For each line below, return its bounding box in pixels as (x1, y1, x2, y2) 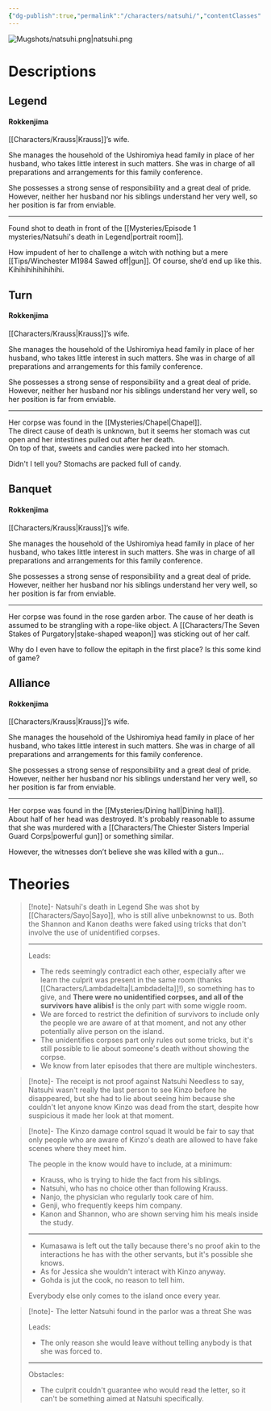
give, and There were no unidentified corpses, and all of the (40, 992, 244, 1002)
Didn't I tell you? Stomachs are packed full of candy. (8, 459, 181, 468)
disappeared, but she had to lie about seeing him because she (27, 1094, 236, 1103)
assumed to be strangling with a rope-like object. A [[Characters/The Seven (8, 620, 261, 630)
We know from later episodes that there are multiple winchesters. (40, 1061, 257, 1070)
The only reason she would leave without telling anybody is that (40, 1338, 252, 1348)
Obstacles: (27, 1370, 65, 1380)
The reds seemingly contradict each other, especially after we (40, 966, 246, 977)
